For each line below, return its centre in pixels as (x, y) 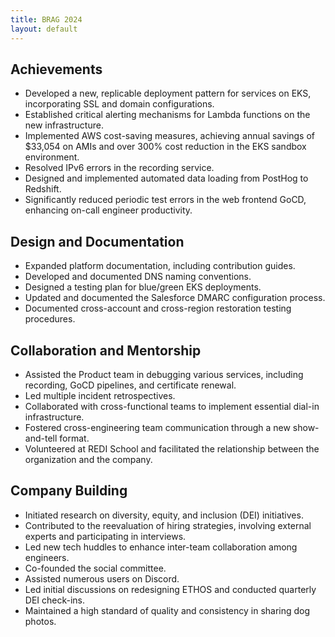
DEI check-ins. (55, 600)
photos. (40, 621)
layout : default (44, 29)
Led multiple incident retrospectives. (100, 395)
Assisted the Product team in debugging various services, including (164, 374)
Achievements (56, 69)
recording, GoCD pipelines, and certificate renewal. (130, 385)
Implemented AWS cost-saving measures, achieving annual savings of (170, 136)
